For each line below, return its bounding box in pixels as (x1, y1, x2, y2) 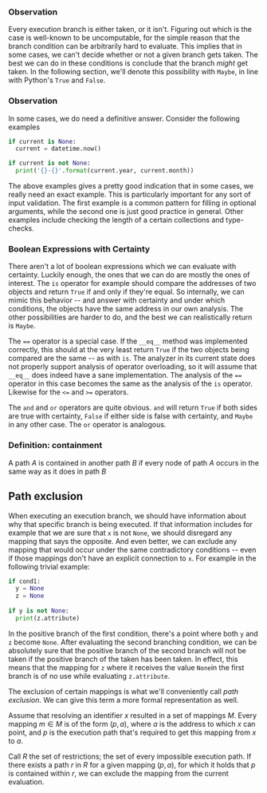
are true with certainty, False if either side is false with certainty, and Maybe (8, 411, 253, 421)
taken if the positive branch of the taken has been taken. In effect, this (8, 654, 238, 664)
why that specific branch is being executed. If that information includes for (8, 519, 253, 529)
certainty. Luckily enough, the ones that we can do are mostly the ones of (8, 270, 250, 280)
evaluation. (8, 777, 45, 787)
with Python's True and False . (8, 75, 106, 85)
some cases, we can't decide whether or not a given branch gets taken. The (8, 50, 259, 60)
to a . (8, 736, 24, 745)
